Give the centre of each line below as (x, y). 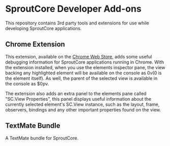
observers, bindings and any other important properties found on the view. (83, 109)
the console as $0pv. (27, 83)
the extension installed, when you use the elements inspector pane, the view (85, 67)
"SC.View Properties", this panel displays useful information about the (78, 99)
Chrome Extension (35, 45)
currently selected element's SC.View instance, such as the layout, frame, (82, 104)
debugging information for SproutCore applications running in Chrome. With (84, 62)
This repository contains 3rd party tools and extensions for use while (77, 23)
